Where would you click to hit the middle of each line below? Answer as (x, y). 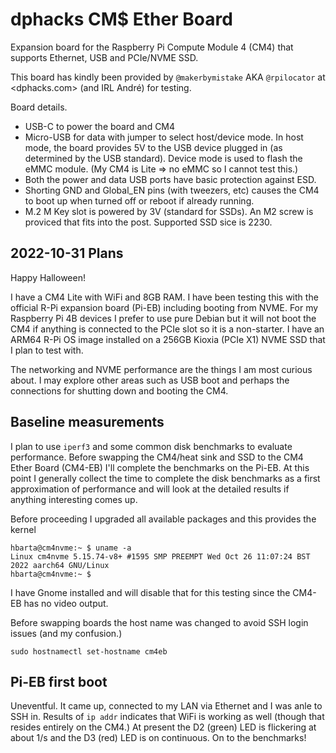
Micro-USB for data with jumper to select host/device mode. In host (164, 137)
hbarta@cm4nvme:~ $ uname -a (71, 548)
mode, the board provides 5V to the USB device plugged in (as (153, 147)
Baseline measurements (87, 422)
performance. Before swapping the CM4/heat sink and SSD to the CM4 (157, 457)
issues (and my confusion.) (66, 633)
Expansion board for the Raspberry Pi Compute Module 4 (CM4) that (152, 47)
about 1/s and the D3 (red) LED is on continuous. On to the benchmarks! (158, 738)
